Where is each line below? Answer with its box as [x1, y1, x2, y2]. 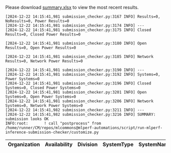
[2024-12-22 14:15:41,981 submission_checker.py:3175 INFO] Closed [5, 27, 152, 33]
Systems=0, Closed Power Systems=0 [5, 85, 81, 90]
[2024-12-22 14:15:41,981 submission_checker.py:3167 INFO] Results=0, [5, 14, 160, 19]
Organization [8, 141, 40, 148]
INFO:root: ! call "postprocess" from [5, 121, 101, 126]
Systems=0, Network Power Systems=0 [5, 103, 83, 108]
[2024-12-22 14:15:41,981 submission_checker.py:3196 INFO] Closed [5, 81, 152, 86]
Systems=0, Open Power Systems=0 [5, 94, 76, 99]
